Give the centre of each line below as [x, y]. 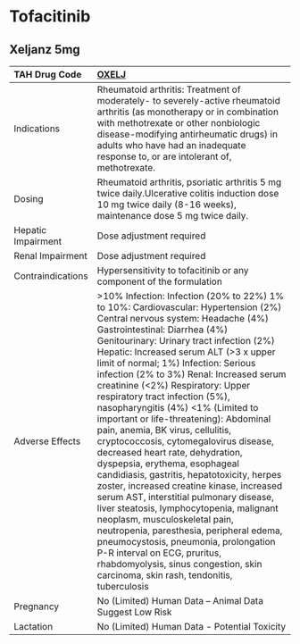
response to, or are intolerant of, [164, 156]
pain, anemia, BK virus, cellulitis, [164, 430]
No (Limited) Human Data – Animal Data [180, 601]
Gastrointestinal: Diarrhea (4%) [162, 330]
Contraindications [51, 276]
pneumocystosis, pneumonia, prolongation [186, 542]
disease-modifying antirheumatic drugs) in [187, 134]
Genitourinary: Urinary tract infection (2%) [186, 341]
